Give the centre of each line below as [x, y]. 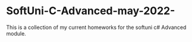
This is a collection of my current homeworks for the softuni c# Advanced [96, 27]
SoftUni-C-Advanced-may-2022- [91, 11]
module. [16, 33]
